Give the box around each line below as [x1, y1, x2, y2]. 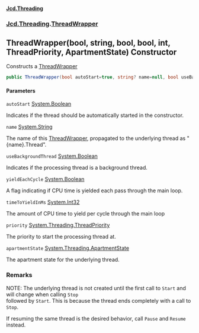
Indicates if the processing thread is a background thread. [6, 164, 148, 172]
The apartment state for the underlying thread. [6, 256, 120, 264]
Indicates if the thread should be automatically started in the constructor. [6, 112, 184, 119]
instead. [6, 321, 26, 328]
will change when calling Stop [6, 291, 79, 298]
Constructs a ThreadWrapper [6, 63, 78, 70]
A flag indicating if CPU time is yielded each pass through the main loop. [6, 187, 183, 194]
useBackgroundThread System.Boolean [6, 153, 98, 160]
